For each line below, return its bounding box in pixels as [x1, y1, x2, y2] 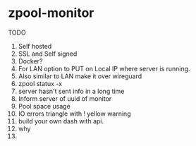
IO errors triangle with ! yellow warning [18, 109, 131, 118]
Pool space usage [18, 102, 71, 110]
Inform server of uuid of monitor [18, 94, 112, 103]
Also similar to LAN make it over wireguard [18, 72, 142, 80]
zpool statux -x [18, 79, 63, 87]
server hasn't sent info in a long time [18, 87, 125, 95]
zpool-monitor [8, 5, 94, 21]
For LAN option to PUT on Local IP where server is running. [18, 64, 190, 73]
